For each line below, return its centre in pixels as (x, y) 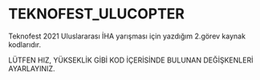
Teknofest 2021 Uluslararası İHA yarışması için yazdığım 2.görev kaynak (127, 36)
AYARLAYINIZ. (32, 68)
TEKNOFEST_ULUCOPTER (96, 14)
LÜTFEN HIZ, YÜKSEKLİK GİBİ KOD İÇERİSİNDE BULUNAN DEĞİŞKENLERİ (131, 60)
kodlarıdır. (25, 44)
